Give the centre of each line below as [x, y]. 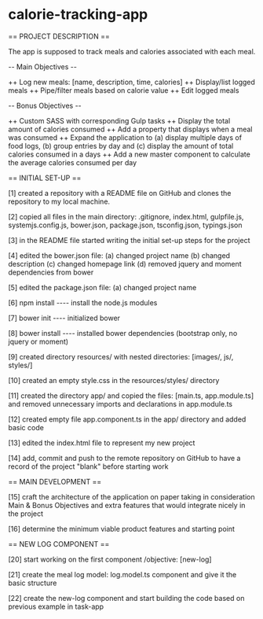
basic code [26, 427]
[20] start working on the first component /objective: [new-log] [110, 559]
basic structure [33, 583]
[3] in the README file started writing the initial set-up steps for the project [129, 240]
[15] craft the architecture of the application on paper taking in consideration [131, 496]
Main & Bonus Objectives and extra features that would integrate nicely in [127, 505]
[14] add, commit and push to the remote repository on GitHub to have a [124, 458]
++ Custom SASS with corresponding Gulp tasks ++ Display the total [119, 120]
